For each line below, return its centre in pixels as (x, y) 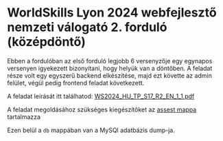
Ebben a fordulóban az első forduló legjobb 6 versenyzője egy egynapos (110, 61)
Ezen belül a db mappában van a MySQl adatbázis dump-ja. (91, 130)
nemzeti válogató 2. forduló (87, 27)
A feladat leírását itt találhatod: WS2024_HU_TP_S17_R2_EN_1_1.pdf (101, 96)
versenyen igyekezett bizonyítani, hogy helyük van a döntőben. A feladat (110, 68)
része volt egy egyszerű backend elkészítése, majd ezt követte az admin (110, 75)
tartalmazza (24, 117)
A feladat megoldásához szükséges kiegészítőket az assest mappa (102, 109)
